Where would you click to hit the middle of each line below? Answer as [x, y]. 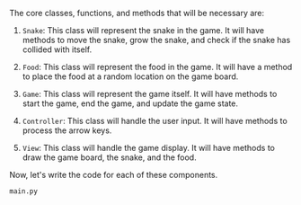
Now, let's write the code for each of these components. [114, 175]
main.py [24, 192]
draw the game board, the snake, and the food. [109, 157]
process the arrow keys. [67, 130]
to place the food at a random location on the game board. [130, 76]
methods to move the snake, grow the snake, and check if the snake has [156, 40]
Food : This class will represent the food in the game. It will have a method [157, 67]
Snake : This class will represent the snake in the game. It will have [143, 30]
